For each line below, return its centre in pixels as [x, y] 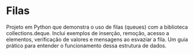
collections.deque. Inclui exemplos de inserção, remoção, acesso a [88, 33]
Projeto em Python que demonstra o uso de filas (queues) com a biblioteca [97, 27]
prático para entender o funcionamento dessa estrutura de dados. [86, 46]
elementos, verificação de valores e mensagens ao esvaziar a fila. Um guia [97, 39]
